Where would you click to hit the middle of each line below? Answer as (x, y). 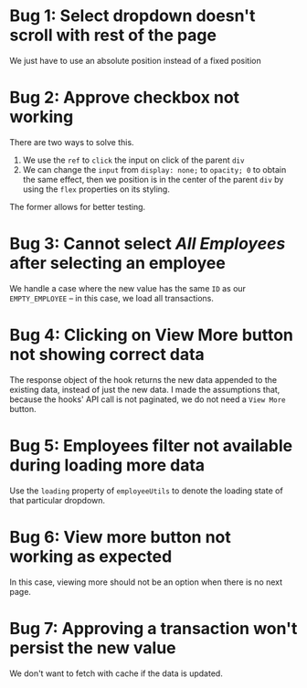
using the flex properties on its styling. (96, 189)
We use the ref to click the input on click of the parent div (133, 160)
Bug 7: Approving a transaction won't (153, 628)
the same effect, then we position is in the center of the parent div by (153, 179)
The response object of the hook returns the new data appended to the (143, 379)
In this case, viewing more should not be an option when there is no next (146, 582)
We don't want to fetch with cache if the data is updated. (116, 673)
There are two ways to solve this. (72, 142)
